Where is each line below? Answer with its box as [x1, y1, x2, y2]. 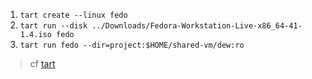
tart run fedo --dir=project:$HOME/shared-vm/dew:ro [19, 40, 245, 50]
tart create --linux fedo [19, 10, 128, 20]
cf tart [29, 58, 56, 69]
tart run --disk [19, 21, 88, 31]
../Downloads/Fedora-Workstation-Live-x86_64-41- [91, 21, 303, 31]
